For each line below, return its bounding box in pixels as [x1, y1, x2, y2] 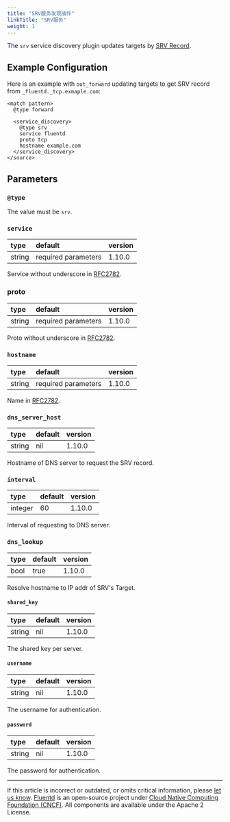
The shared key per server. [7, 644, 84, 652]
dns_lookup [7, 538, 43, 546]
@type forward [13, 106, 53, 113]
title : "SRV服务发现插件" [7, 10, 75, 17]
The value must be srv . [7, 207, 73, 216]
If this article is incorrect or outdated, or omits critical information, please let [7, 786, 221, 795]
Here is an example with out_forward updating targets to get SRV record [7, 80, 210, 88]
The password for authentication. [7, 766, 101, 775]
